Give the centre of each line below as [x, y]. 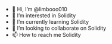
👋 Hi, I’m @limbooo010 [39, 9]
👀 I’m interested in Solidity [44, 15]
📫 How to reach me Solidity [46, 35]
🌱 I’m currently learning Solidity [50, 22]
